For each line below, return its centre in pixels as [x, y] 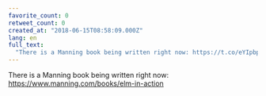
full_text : [26, 45]
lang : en [23, 38]
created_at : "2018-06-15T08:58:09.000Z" [76, 30]
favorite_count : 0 [38, 15]
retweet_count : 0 [37, 23]
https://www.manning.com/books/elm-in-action [86, 83]
